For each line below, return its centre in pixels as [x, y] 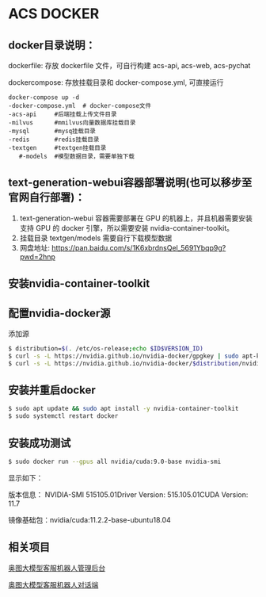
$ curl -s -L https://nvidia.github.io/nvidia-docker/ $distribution [123, 363]
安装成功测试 [40, 443]
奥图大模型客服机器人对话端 [53, 584]
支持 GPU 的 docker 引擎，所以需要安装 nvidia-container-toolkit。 [127, 228]
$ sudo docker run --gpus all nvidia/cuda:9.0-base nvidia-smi [115, 462]
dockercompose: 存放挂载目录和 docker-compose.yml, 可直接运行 [116, 82]
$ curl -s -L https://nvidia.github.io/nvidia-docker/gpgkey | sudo [123, 356]
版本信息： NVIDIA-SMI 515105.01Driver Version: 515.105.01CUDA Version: [128, 494]
